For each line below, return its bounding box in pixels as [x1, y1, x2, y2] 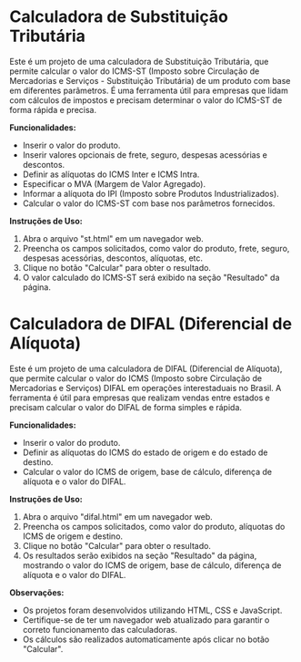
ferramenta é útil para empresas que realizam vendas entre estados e [9, 392, 270, 403]
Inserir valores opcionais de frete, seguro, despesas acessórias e [22, 149, 268, 160]
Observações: [9, 586, 65, 598]
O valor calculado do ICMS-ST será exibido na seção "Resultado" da [22, 272, 280, 283]
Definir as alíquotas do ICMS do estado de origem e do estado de [22, 447, 268, 458]
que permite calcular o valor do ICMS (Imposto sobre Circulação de [9, 372, 262, 384]
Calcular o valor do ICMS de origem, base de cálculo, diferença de [22, 466, 273, 477]
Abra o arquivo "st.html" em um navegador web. [22, 233, 205, 243]
